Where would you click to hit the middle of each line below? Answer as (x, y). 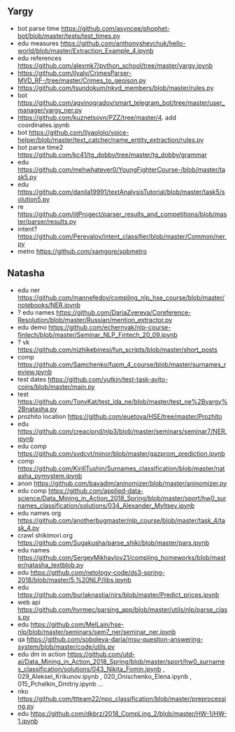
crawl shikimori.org (45, 535)
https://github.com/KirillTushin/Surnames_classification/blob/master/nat (121, 468)
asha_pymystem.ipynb (50, 475)
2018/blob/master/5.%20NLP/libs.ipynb (74, 580)
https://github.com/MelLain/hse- (77, 624)
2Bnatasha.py (37, 409)
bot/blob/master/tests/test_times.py (69, 36)
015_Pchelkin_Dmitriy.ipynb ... (60, 684)
